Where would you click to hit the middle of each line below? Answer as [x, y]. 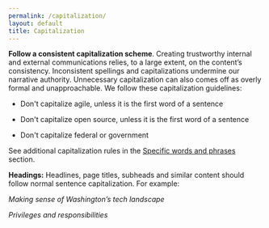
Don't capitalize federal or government [84, 135]
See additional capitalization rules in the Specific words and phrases [122, 151]
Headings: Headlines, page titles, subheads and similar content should [126, 175]
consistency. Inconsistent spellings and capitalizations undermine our [124, 71]
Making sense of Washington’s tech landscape [86, 200]
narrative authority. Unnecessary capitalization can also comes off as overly [135, 80]
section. [22, 159]
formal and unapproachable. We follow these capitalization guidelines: [125, 88]
